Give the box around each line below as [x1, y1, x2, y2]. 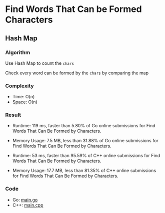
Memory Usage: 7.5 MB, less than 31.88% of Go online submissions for [12, 138, 158, 144]
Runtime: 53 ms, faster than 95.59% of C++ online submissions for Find [12, 153, 160, 159]
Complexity [5, 82, 34, 89]
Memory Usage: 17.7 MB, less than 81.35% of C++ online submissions [12, 168, 156, 174]
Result [5, 111, 21, 118]
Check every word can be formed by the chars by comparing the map [5, 70, 149, 76]
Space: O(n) [12, 99, 37, 105]
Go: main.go [12, 197, 38, 203]
